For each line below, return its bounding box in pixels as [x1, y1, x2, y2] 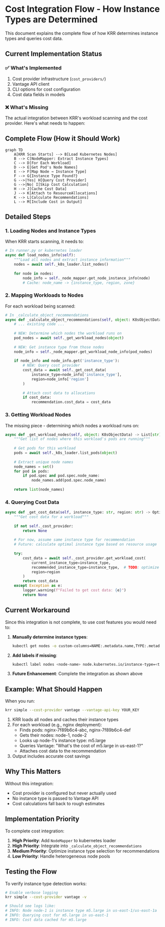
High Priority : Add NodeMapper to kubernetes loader [12, 837, 116, 843]
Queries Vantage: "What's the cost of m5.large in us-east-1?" [19, 743, 143, 749]
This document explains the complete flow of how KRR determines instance [5, 30, 159, 36]
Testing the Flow [5, 867, 57, 876]
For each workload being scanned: [5, 303, 76, 309]
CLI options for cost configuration [12, 86, 81, 92]
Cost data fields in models [12, 91, 65, 97]
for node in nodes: [14, 271, 54, 276]
